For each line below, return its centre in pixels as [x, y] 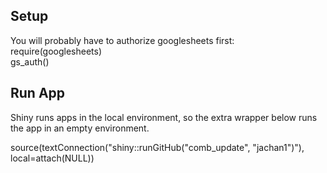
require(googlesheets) [56, 51]
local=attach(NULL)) [52, 158]
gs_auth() [30, 61]
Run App [38, 93]
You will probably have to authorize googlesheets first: [122, 40]
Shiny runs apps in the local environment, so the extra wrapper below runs [164, 117]
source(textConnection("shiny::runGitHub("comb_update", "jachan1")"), [157, 147]
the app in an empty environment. [80, 128]
